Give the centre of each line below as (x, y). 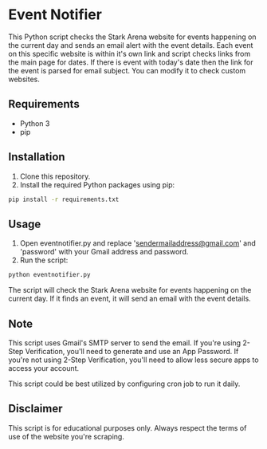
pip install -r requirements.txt (64, 199)
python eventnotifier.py (49, 275)
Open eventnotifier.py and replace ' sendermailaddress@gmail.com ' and (138, 243)
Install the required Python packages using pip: (97, 184)
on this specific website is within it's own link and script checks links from (130, 53)
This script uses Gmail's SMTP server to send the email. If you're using (125, 343)
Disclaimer (35, 409)
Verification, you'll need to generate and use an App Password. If (132, 351)
